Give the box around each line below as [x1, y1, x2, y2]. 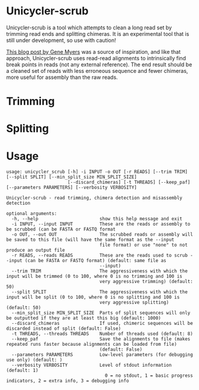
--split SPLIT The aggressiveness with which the [11, 289, 188, 295]
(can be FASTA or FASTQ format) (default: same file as [24, 258, 167, 264]
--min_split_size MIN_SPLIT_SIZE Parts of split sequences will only [11, 310, 191, 316]
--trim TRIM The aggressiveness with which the [11, 268, 188, 274]
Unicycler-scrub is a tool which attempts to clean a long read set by [6, 24, 172, 31]
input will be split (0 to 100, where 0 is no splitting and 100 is [6, 294, 180, 300]
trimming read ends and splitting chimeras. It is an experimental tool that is [6, 30, 189, 37]
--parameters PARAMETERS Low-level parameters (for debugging [11, 352, 194, 358]
